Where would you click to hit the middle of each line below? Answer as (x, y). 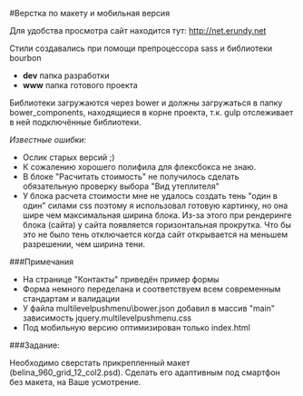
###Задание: (35, 345)
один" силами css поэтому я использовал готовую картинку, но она (155, 205)
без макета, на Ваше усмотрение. (75, 382)
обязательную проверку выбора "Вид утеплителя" (121, 186)
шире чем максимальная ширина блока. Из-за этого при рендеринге (157, 215)
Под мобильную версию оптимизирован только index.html (137, 327)
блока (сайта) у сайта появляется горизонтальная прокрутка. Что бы (157, 225)
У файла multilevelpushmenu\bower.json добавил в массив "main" (148, 308)
